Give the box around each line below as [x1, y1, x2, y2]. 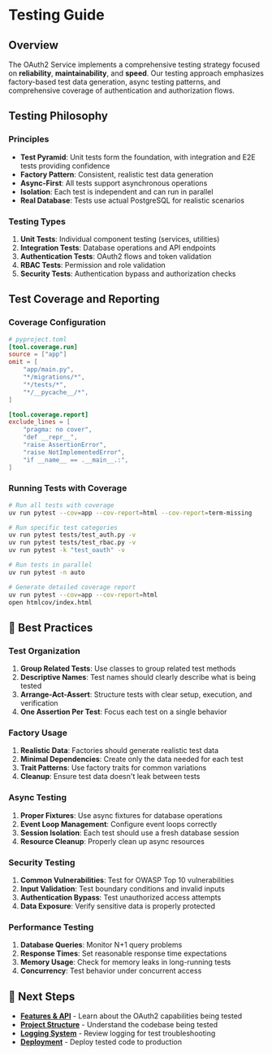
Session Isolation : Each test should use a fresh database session [19, 828, 240, 838]
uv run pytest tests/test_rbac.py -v [8, 539, 136, 547]
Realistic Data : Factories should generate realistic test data [19, 746, 219, 755]
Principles [8, 134, 50, 145]
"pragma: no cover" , [23, 426, 93, 434]
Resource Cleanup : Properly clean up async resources [19, 836, 205, 846]
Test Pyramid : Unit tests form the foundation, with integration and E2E [19, 152, 256, 162]
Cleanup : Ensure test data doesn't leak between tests [19, 772, 201, 781]
